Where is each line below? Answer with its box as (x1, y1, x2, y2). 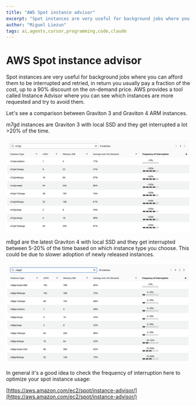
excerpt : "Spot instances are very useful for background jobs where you (6, 15, 190, 22)
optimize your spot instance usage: (6, 375, 91, 383)
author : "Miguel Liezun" (6, 22, 67, 28)
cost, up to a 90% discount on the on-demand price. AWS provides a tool (6, 86, 183, 93)
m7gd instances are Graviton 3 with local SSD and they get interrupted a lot (6, 121, 188, 128)
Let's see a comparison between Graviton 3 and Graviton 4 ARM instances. (6, 110, 188, 117)
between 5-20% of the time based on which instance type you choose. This (6, 244, 190, 252)
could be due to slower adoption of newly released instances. (6, 251, 155, 258)
